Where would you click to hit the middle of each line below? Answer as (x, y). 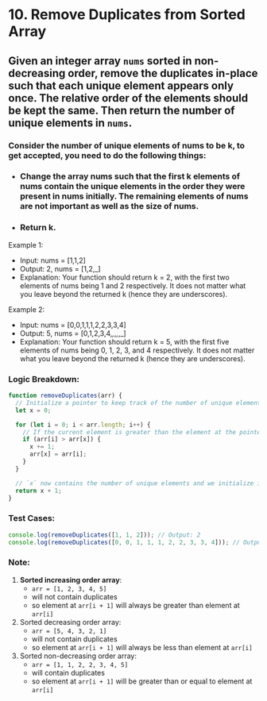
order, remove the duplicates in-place (163, 73)
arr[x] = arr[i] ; (58, 454)
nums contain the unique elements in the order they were (132, 187)
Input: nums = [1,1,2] (52, 260)
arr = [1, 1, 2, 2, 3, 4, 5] (80, 664)
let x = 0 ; (33, 410)
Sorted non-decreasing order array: (78, 656)
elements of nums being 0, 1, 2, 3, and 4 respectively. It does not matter (137, 350)
